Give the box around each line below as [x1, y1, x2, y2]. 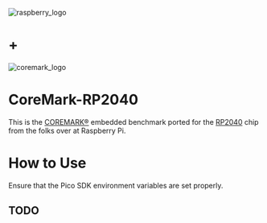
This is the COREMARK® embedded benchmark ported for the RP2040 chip [8, 117, 259, 126]
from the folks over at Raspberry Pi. [8, 126, 126, 135]
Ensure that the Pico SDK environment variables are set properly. [8, 180, 224, 190]
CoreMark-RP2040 [8, 91, 139, 109]
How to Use [8, 154, 87, 172]
